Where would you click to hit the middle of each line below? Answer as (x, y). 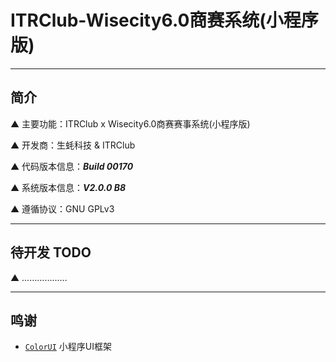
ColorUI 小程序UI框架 (68, 347)
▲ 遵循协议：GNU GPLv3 (62, 208)
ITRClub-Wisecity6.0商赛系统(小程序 (164, 20)
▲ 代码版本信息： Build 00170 (72, 166)
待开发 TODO (51, 252)
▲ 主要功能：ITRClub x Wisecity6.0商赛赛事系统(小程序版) (130, 123)
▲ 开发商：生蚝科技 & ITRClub (73, 145)
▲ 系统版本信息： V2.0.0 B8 (68, 187)
